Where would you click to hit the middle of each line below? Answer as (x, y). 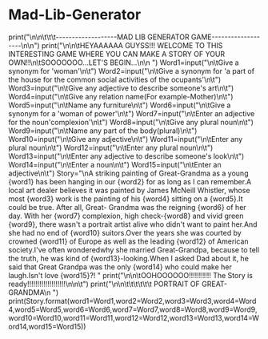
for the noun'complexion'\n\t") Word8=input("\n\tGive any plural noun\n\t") (131, 122)
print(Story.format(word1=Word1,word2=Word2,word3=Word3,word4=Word (132, 301)
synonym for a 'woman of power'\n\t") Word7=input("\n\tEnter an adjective (132, 113)
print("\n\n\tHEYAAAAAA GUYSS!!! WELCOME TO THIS (132, 45)
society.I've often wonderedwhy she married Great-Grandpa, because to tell (134, 249)
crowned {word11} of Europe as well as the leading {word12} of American (129, 241)
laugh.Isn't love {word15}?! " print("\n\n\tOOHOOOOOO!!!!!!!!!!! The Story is (131, 275)
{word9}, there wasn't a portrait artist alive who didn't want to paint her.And (133, 224)
